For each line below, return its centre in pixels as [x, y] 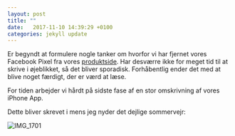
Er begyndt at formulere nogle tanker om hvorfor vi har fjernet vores [107, 54]
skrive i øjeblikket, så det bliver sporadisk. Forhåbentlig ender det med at [114, 69]
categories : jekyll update [47, 34]
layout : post [27, 14]
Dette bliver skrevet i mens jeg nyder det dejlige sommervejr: [97, 112]
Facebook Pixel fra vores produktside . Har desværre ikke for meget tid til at [118, 62]
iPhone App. [26, 98]
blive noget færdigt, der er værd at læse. [67, 77]
